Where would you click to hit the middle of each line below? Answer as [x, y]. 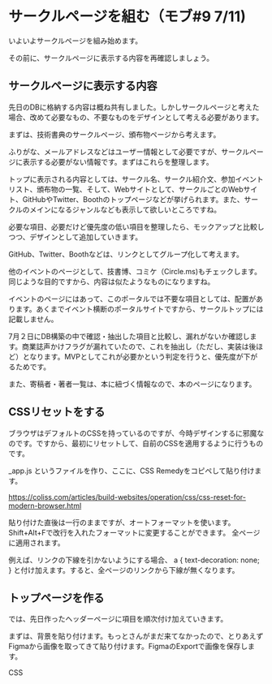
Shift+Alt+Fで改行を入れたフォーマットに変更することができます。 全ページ [134, 532]
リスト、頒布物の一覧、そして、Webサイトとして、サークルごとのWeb [126, 189]
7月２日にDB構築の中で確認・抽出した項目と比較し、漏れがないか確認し [129, 336]
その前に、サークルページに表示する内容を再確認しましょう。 [111, 58]
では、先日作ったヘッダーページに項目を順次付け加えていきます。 [118, 619]
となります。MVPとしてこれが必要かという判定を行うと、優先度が [133, 356]
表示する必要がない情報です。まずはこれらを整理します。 [118, 161]
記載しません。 [33, 319]
